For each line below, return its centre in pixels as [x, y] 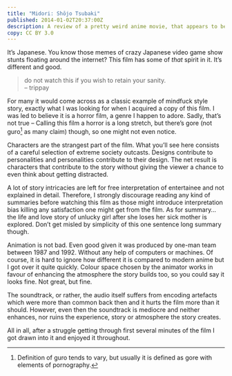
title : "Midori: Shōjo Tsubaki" [54, 13]
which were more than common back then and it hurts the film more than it [113, 302]
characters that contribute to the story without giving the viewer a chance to [116, 167]
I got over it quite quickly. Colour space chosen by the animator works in [110, 267]
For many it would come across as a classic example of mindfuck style [108, 101]
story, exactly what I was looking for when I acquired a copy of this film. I [111, 108]
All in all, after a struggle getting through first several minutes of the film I [111, 330]
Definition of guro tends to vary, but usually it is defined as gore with [115, 357]
